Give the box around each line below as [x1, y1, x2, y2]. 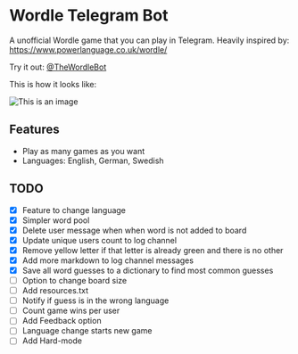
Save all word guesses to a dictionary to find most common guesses [21, 265, 274, 276]
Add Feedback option [21, 316, 102, 326]
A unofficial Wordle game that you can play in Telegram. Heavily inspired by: [9, 35, 290, 45]
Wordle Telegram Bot [9, 5, 169, 26]
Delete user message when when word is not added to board [21, 225, 247, 235]
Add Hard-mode [21, 335, 83, 346]
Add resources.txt [21, 285, 89, 296]
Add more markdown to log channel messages [21, 255, 195, 266]
